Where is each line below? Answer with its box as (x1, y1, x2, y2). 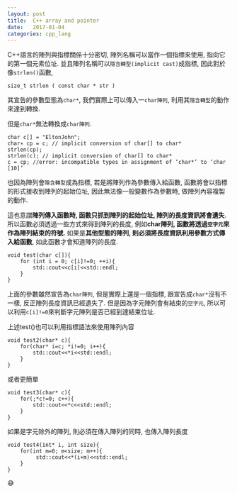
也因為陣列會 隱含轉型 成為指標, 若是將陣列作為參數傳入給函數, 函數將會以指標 (7, 178, 228, 187)
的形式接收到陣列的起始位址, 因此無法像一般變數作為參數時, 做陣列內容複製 (7, 187, 225, 196)
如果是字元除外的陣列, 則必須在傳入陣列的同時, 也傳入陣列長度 (7, 427, 188, 436)
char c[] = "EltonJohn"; (7, 134, 81, 141)
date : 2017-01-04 (7, 23, 65, 31)
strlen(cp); (7, 146, 42, 153)
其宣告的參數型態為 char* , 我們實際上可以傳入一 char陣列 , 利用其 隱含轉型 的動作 (7, 96, 230, 104)
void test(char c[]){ (7, 252, 71, 259)
